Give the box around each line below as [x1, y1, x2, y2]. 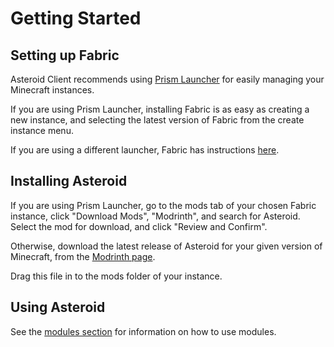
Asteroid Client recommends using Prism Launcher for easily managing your [10, 73, 325, 85]
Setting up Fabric [10, 47, 120, 64]
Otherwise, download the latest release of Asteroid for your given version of [10, 240, 323, 252]
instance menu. [10, 125, 74, 136]
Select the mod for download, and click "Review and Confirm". [10, 220, 268, 232]
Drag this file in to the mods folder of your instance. [10, 270, 223, 282]
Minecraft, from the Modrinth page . [10, 250, 156, 262]
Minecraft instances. [10, 84, 95, 96]
